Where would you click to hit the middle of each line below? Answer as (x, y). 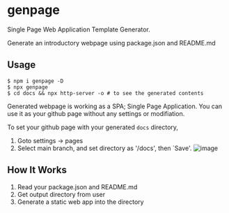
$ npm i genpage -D (35, 81)
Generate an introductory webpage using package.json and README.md (111, 43)
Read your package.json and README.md (77, 186)
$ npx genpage (28, 87)
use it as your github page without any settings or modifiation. (96, 113)
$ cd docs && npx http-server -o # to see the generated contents (105, 93)
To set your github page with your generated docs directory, (93, 127)
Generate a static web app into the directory (80, 202)
